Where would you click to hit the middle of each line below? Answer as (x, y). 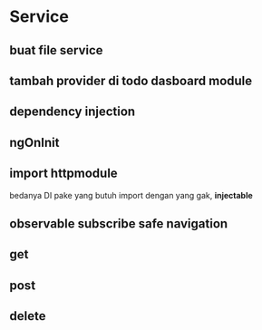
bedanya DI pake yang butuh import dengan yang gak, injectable (131, 195)
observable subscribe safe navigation (119, 223)
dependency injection (73, 112)
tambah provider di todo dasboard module (131, 80)
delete (28, 316)
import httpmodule (63, 174)
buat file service (56, 50)
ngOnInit (34, 142)
